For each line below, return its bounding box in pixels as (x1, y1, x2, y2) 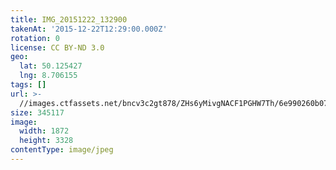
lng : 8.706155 (19, 71, 78, 81)
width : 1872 (19, 126, 70, 136)
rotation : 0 (10, 33, 60, 43)
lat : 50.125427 (19, 61, 83, 71)
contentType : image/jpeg (10, 145, 114, 155)
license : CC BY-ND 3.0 (10, 42, 105, 53)
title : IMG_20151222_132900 (10, 14, 128, 25)
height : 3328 (19, 136, 74, 146)
